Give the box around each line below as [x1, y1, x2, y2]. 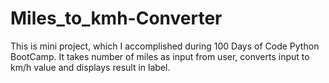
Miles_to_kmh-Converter [10, 7, 223, 30]
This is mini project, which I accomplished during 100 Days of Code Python [10, 40, 320, 52]
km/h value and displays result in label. [10, 61, 171, 73]
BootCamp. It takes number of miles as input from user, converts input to [10, 50, 310, 62]
